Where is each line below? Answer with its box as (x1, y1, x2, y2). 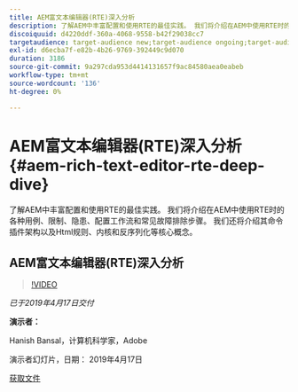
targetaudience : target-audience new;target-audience (9, 37, 213, 47)
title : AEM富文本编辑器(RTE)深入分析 (9, 12, 136, 22)
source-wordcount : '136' (9, 79, 101, 88)
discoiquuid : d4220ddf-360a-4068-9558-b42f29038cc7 (9, 29, 204, 38)
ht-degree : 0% (9, 87, 62, 96)
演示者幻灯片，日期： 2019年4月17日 (9, 354, 144, 365)
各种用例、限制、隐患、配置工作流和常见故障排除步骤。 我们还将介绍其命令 (9, 216, 284, 226)
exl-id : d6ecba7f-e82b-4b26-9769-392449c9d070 (9, 46, 184, 55)
